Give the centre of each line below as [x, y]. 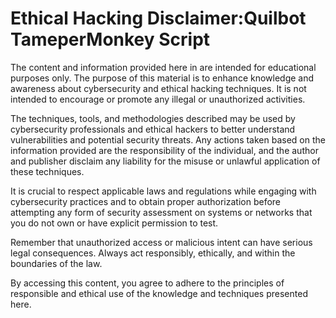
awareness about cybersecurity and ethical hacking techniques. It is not [158, 88]
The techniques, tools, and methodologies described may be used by [153, 118]
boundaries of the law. [56, 263]
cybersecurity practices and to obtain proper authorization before [146, 201]
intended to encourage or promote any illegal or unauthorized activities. [158, 99]
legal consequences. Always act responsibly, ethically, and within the [153, 253]
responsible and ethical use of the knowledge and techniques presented [159, 293]
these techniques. [47, 171]
